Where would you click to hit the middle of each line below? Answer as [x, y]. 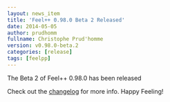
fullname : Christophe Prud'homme [55, 39]
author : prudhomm [32, 33]
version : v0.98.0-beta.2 [43, 45]
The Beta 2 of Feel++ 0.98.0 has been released [74, 78]
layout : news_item [34, 13]
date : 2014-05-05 [32, 26]
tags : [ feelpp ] [29, 59]
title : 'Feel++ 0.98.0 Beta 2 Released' [66, 20]
